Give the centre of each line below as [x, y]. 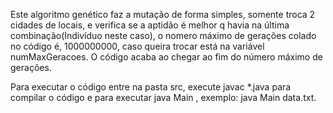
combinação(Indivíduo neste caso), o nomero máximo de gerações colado [163, 35]
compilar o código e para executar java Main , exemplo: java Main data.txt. [163, 97]
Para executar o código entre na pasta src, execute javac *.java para [151, 87]
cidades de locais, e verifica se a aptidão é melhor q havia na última [150, 25]
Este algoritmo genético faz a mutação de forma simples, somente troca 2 [163, 14]
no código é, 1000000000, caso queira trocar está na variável [137, 46]
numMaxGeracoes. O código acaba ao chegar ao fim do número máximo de [166, 57]
